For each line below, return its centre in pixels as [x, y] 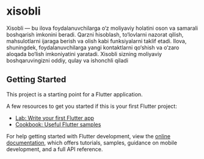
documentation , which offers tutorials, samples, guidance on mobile [92, 143]
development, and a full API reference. [55, 149]
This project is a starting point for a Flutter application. [75, 94]
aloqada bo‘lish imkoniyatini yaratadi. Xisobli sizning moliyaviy [84, 54]
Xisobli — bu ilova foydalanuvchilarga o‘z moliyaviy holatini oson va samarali [102, 28]
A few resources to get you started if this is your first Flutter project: [92, 106]
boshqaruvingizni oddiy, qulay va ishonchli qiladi [67, 60]
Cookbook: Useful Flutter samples [58, 124]
